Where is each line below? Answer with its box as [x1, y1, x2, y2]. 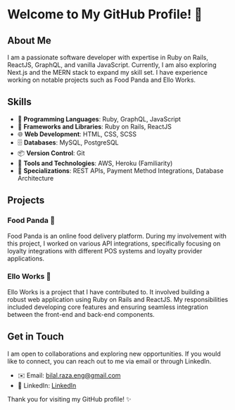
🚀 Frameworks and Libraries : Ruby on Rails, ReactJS [17, 122, 172, 131]
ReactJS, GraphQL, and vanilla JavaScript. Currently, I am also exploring [7, 61, 217, 69]
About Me [7, 35, 51, 47]
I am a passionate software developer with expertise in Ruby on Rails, [7, 53, 209, 61]
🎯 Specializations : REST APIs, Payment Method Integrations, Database [17, 166, 224, 175]
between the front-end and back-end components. [7, 310, 155, 318]
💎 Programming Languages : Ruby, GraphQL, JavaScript [17, 114, 182, 123]
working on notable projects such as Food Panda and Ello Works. [7, 76, 196, 84]
